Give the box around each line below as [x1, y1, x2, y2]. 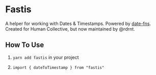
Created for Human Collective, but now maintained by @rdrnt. [5, 26, 135, 32]
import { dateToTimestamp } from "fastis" [12, 65, 105, 70]
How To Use [5, 41, 44, 49]
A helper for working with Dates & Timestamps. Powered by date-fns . [5, 20, 151, 27]
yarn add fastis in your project [12, 54, 79, 60]
